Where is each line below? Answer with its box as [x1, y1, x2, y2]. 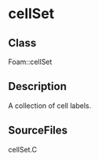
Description [8, 80, 67, 93]
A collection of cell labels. [8, 100, 92, 110]
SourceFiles [8, 124, 68, 137]
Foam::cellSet [8, 57, 53, 66]
